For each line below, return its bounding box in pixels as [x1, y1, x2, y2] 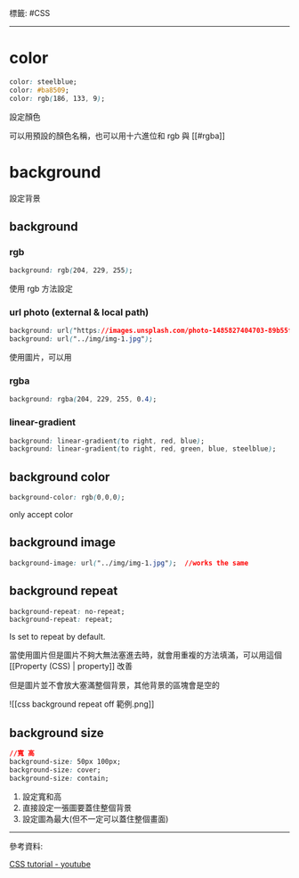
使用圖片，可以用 [9, 352, 72, 363]
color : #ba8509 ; [9, 86, 69, 95]
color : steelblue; [9, 77, 77, 87]
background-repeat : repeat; [9, 615, 114, 625]
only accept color [9, 509, 74, 520]
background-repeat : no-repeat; [9, 607, 125, 616]
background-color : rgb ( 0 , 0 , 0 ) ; [9, 493, 125, 502]
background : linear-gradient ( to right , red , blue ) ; [9, 436, 205, 445]
